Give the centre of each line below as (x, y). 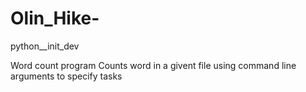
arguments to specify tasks (66, 76)
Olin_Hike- (55, 18)
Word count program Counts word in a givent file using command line (153, 65)
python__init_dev (45, 46)
